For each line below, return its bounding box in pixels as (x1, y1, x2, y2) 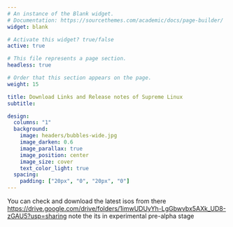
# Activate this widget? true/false (7, 36, 114, 43)
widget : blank (7, 23, 49, 30)
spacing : (13, 171, 39, 179)
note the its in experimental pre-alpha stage (68, 212, 195, 220)
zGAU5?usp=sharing (7, 212, 67, 220)
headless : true (7, 62, 52, 69)
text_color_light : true (20, 165, 90, 172)
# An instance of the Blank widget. (7, 10, 114, 18)
